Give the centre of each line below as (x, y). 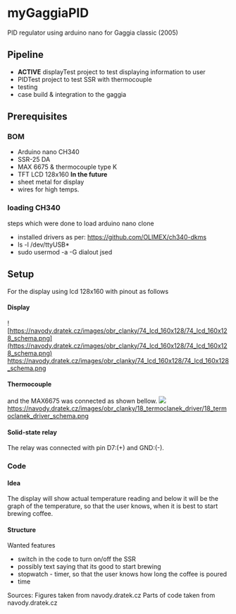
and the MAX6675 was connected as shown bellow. (82, 401)
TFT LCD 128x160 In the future (62, 175)
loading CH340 (34, 208)
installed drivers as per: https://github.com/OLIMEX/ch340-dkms (112, 237)
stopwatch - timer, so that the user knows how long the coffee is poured (122, 574)
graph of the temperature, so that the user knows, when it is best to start (113, 506)
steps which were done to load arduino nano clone (81, 223)
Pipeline (26, 55)
